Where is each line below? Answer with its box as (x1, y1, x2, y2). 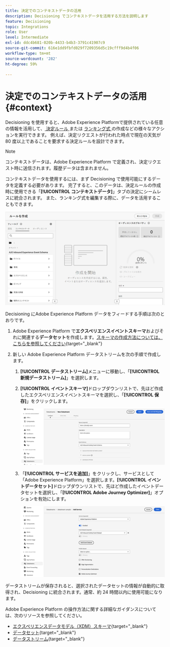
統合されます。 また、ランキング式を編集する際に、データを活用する (14, 195, 157, 201)
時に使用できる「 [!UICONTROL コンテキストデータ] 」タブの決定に (5, 189, 144, 195)
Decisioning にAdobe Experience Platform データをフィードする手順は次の (5, 311, 160, 317)
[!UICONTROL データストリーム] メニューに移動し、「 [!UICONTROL (20, 368, 160, 374)
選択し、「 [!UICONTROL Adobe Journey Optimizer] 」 (42, 490, 155, 496)
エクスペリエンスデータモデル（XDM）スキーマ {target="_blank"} (12, 623, 148, 629)
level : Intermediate (5, 35, 49, 40)
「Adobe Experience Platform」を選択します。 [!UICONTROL (20, 477, 147, 483)
